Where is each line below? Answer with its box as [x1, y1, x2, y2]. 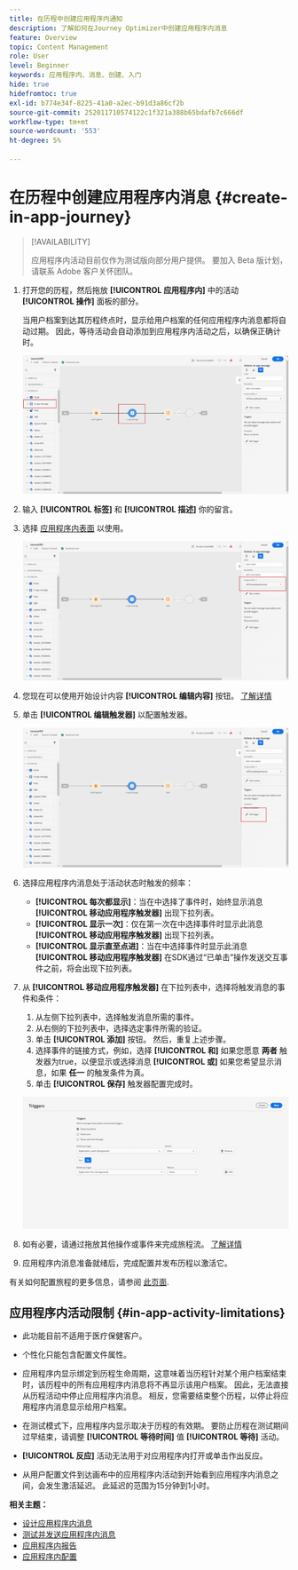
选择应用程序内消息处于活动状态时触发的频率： [21, 877, 193, 888]
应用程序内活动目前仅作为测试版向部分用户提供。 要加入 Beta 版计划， [30, 254, 288, 266]
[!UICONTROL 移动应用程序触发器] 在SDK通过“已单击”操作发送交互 [35, 951, 281, 963]
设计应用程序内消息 [21, 1518, 93, 1529]
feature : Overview [9, 33, 77, 42]
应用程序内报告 [21, 1541, 77, 1551]
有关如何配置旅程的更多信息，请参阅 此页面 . [9, 1277, 169, 1288]
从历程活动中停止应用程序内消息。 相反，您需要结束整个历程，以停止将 [21, 1391, 281, 1401]
